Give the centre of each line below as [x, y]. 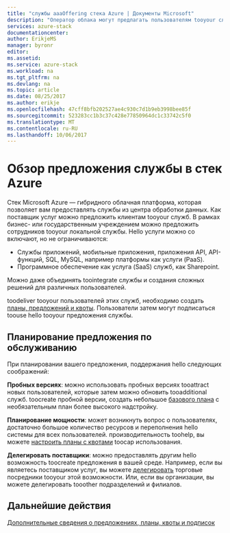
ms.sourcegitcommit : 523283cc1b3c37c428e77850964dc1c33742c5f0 [99, 115]
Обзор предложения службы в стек [115, 169]
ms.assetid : [24, 58]
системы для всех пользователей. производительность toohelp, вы [106, 434]
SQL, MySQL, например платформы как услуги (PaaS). [125, 260]
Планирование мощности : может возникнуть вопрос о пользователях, [112, 420]
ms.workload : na [30, 71]
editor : [18, 52]
